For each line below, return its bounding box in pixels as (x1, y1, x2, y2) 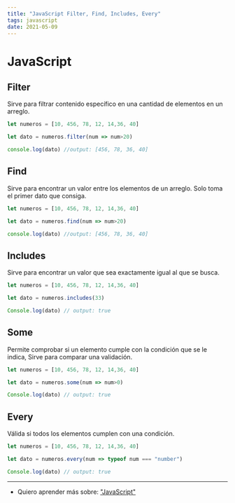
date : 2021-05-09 (7, 23, 58, 30)
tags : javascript (7, 17, 58, 24)
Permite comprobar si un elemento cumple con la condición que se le (7, 345, 208, 354)
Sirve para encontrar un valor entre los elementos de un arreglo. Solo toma (7, 184, 223, 193)
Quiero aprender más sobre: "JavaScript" (17, 488, 136, 496)
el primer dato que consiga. (7, 191, 87, 200)
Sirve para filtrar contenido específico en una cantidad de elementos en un (7, 99, 223, 109)
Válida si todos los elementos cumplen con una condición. (7, 429, 175, 438)
